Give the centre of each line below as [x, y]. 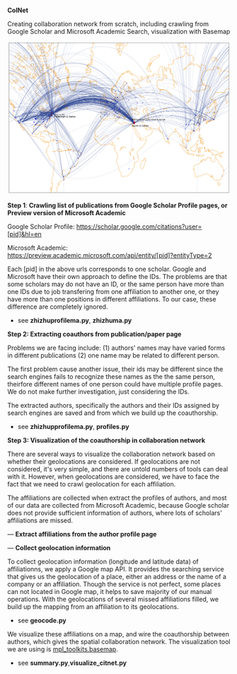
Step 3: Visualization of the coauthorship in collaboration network [106, 440]
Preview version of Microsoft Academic [67, 213]
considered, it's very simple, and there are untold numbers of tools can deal [118, 469]
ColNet [18, 10]
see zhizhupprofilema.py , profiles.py [73, 427]
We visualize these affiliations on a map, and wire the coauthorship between [118, 634]
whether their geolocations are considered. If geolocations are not [104, 462]
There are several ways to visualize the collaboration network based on [111, 454]
